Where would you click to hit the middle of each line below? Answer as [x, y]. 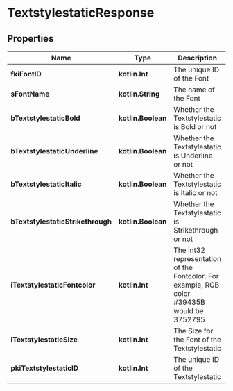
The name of [194, 90]
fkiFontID [26, 74]
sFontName [30, 94]
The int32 [189, 250]
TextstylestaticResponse [81, 13]
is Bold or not [195, 127]
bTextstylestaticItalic [46, 184]
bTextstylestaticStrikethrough [61, 222]
